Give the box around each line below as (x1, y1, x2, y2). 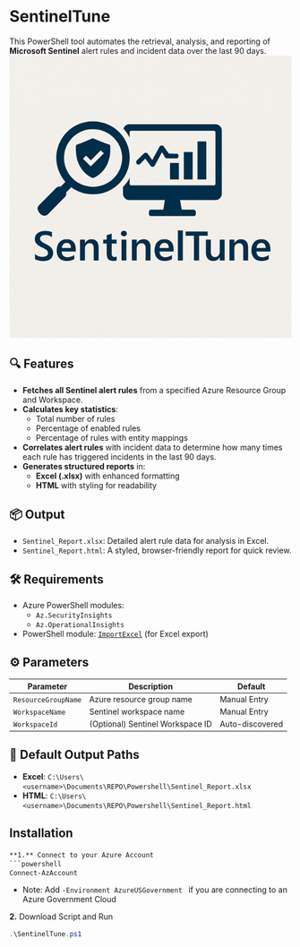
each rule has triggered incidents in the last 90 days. (21, 451, 217, 462)
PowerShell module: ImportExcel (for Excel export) (21, 629, 209, 640)
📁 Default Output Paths (9, 747, 141, 762)
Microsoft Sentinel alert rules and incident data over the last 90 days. (9, 45, 267, 56)
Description (128, 681, 173, 692)
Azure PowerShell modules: (21, 600, 124, 611)
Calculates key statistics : (21, 403, 119, 414)
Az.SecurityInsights (35, 611, 113, 620)
